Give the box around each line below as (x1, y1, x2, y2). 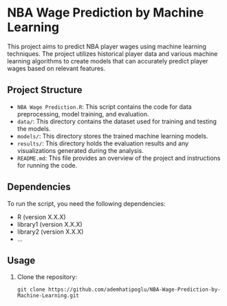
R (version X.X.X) (17, 212, 67, 221)
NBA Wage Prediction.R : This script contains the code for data (17, 102, 192, 111)
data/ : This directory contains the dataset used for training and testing (17, 117, 217, 125)
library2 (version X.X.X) (17, 227, 84, 236)
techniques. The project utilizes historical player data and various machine (7, 50, 218, 58)
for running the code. (17, 161, 78, 170)
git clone (17, 286, 46, 294)
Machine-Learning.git (17, 292, 79, 299)
